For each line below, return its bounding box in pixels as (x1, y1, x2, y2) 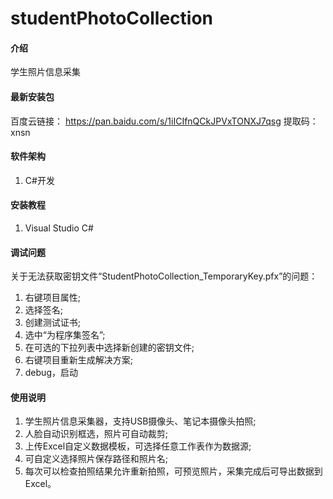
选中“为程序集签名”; (24, 329, 106, 341)
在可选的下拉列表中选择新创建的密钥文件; (24, 342, 195, 354)
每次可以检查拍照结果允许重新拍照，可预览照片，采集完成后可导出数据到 (24, 465, 323, 477)
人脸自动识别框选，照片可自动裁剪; (24, 428, 169, 440)
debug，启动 (24, 367, 78, 379)
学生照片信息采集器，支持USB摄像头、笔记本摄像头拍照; (24, 415, 257, 427)
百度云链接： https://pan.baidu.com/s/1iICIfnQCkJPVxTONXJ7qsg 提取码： (10, 115, 319, 127)
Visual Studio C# (24, 222, 94, 234)
